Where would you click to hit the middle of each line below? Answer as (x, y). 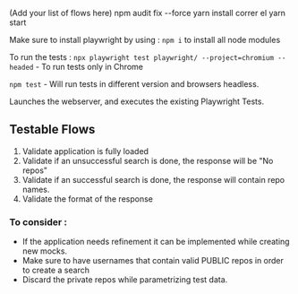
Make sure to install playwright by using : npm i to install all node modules (145, 40)
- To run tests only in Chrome (89, 67)
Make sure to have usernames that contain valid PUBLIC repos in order (153, 261)
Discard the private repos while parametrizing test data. (125, 280)
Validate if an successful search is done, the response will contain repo (153, 179)
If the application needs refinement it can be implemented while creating (156, 242)
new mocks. (45, 251)
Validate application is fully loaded (85, 151)
